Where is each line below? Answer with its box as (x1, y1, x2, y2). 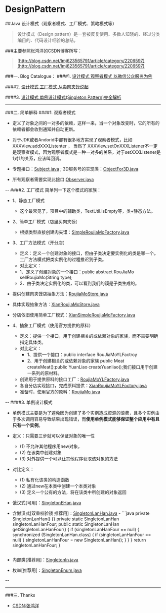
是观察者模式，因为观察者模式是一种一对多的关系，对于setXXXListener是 (12, 149, 161, 155)
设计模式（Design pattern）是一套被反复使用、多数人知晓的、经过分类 (17, 31, 161, 37)
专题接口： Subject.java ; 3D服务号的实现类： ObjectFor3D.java (12, 166, 139, 172)
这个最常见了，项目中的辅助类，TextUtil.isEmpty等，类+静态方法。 (19, 208, 156, 214)
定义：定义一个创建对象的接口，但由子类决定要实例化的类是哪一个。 (19, 250, 159, 256)
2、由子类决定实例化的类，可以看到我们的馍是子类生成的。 (19, 280, 140, 286)
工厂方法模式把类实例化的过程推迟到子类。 (19, 256, 107, 262)
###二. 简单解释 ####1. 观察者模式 (5, 109, 76, 115)
